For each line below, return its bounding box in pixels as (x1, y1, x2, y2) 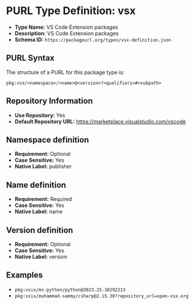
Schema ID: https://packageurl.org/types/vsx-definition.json (14, 36, 172, 43)
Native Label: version (14, 253, 68, 260)
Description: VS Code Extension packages (14, 29, 119, 36)
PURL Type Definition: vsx (6, 4, 136, 18)
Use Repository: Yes (14, 112, 66, 119)
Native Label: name (14, 208, 63, 215)
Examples (6, 270, 43, 280)
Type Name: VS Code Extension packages (14, 24, 119, 31)
